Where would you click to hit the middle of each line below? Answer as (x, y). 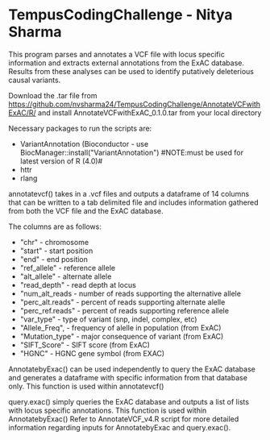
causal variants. (35, 80)
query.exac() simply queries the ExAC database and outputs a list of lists (129, 401)
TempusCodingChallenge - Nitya (120, 15)
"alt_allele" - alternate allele (66, 276)
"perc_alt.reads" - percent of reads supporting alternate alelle (123, 302)
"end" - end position (54, 259)
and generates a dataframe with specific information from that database (128, 377)
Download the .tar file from (53, 95)
